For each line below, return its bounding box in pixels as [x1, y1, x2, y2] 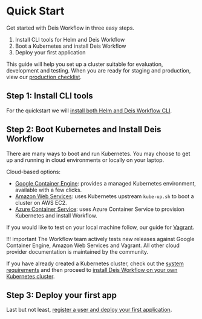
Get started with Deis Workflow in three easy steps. [6, 24, 135, 31]
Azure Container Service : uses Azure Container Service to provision [15, 205, 184, 213]
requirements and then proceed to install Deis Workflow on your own [6, 266, 178, 273]
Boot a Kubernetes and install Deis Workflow [15, 42, 126, 50]
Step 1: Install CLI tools [6, 91, 94, 101]
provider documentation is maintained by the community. [6, 248, 149, 255]
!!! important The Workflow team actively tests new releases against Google [6, 235, 195, 242]
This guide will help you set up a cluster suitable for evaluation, [6, 60, 163, 68]
